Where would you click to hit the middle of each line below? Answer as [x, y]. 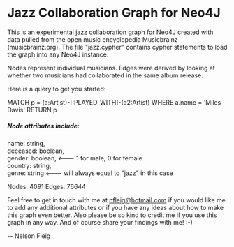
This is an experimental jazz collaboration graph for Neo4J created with [110, 32]
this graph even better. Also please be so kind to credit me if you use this [112, 215]
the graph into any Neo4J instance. [58, 54]
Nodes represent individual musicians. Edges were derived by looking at [111, 68]
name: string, [26, 143]
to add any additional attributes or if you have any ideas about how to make [116, 207]
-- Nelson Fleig [29, 236]
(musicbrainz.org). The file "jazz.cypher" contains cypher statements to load [117, 47]
